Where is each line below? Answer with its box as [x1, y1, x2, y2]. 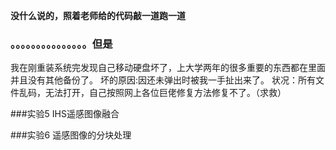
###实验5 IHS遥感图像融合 [10, 108, 120, 120]
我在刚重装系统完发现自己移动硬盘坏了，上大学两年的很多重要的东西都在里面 [10, 62, 326, 74]
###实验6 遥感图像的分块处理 [10, 129, 132, 141]
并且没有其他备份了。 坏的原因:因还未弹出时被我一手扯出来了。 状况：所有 [10, 74, 316, 86]
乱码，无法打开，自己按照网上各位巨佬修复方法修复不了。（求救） [18, 87, 287, 99]
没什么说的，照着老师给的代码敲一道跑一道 [10, 10, 186, 21]
